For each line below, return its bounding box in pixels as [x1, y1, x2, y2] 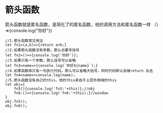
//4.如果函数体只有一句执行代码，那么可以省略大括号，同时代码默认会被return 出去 [5, 68, 153, 73]
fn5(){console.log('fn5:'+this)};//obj [14, 86, 95, 91]
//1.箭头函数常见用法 [5, 38, 43, 43]
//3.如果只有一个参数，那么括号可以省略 [5, 58, 76, 63]
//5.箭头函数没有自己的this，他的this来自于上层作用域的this [5, 77, 117, 83]
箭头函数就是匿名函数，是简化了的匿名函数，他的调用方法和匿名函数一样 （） [5, 21, 159, 27]
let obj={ [5, 82, 25, 87]
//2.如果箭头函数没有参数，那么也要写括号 [5, 47, 80, 53]
